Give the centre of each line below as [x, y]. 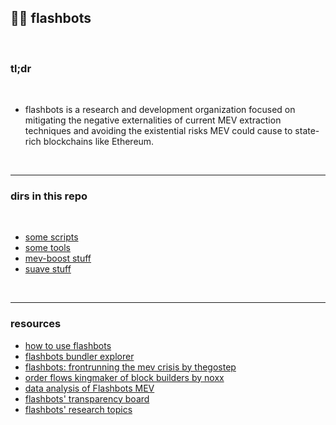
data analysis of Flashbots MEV [89, 388]
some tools [47, 248]
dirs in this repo [49, 196]
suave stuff [48, 269]
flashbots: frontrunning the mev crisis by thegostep [130, 367]
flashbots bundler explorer [79, 356]
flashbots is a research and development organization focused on [160, 110]
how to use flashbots [68, 345]
